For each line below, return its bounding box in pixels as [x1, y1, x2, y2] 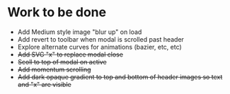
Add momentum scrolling [17, 65, 91, 74]
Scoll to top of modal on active [17, 57, 108, 66]
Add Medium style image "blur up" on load [17, 28, 142, 36]
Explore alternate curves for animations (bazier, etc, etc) [17, 42, 182, 51]
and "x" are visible [17, 80, 72, 88]
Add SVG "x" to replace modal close [17, 50, 124, 59]
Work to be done [7, 4, 107, 20]
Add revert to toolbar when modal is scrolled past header [17, 35, 184, 43]
